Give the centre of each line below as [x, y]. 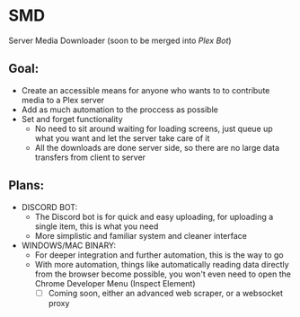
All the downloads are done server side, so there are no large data [157, 147]
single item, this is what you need [97, 226]
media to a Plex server [63, 100]
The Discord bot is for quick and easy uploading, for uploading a [154, 216]
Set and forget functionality [72, 119]
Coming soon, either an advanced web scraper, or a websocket [166, 293]
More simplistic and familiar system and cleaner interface [141, 235]
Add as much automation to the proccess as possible [120, 110]
